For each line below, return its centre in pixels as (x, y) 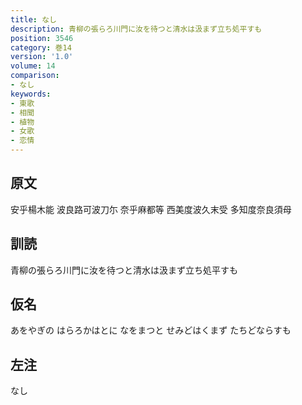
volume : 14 (33, 66)
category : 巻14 (41, 47)
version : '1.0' (42, 57)
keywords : (31, 94)
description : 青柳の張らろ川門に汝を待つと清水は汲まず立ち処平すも (136, 29)
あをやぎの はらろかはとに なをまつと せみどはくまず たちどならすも (151, 330)
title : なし (33, 19)
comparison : (35, 76)
